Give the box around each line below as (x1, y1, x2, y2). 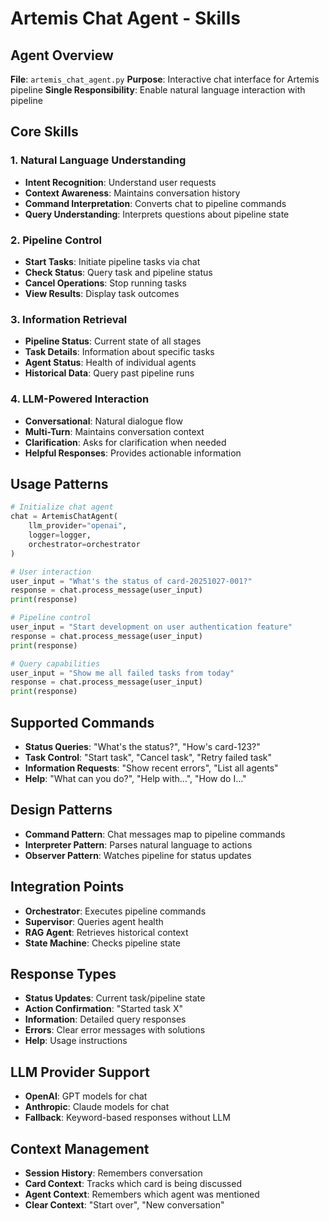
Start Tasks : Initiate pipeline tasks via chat (24, 255, 201, 267)
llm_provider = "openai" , (28, 521, 128, 531)
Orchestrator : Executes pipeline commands (24, 905, 207, 917)
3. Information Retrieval (10, 312, 128, 326)
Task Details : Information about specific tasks (24, 346, 215, 358)
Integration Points (10, 878, 125, 896)
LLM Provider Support (10, 1063, 150, 1081)
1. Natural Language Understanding (10, 153, 187, 167)
